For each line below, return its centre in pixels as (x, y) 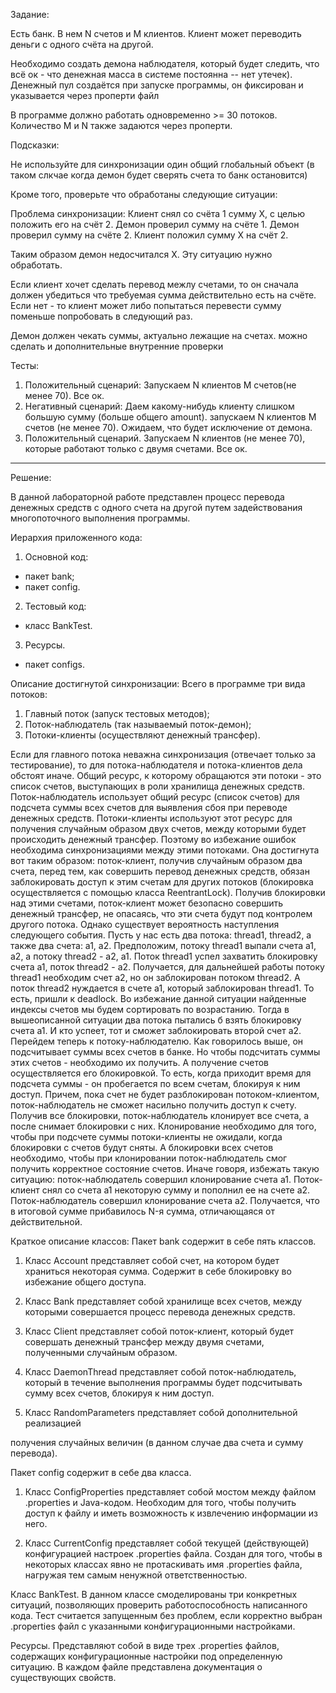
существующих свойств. (63, 1677)
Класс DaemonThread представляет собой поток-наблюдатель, (160, 1372)
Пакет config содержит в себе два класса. (101, 1472)
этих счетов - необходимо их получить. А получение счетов (140, 1062)
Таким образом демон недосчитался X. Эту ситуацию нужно (141, 254)
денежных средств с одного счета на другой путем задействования (156, 507)
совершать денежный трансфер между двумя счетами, (144, 1342)
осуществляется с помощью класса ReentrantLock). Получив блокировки (168, 892)
